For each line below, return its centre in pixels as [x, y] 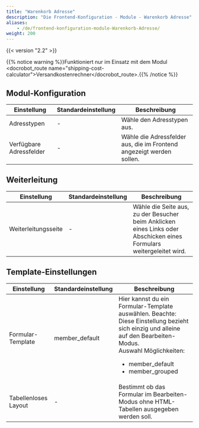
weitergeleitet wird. [160, 251]
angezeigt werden [146, 152]
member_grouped [153, 371]
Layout [19, 405]
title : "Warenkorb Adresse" [41, 12]
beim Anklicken [154, 221]
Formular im [135, 394]
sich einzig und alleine [149, 328]
